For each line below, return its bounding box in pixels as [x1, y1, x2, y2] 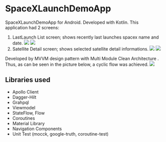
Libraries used [5, 76, 51, 84]
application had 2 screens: [5, 24, 59, 30]
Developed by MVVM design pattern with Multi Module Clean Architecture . [5, 55, 159, 61]
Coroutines [12, 115, 35, 121]
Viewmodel [12, 104, 36, 110]
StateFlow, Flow [12, 110, 45, 116]
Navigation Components [12, 126, 62, 132]
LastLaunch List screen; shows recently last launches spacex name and [12, 34, 159, 40]
